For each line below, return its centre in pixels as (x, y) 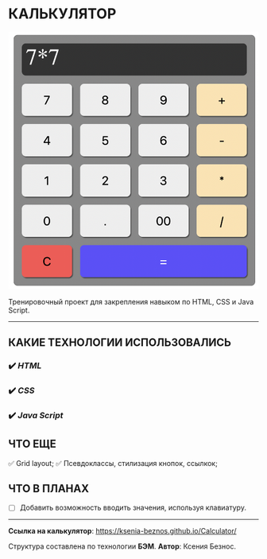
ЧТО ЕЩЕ (33, 444)
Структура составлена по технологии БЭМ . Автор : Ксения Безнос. (122, 546)
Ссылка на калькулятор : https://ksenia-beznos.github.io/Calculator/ (122, 531)
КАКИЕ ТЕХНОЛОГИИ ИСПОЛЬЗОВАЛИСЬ (120, 342)
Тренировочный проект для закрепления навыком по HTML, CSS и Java (131, 301)
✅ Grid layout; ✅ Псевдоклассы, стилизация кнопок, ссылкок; (113, 463)
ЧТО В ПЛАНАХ (49, 489)
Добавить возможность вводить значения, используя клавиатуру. (133, 508)
